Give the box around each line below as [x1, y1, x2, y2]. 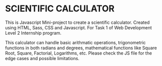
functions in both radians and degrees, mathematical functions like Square [5, 45, 157, 51]
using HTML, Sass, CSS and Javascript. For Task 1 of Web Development [5, 24, 152, 30]
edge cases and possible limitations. [5, 55, 80, 61]
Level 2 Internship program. [5, 30, 62, 36]
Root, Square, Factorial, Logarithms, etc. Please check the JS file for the [5, 50, 152, 56]
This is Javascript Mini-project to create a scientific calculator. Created [5, 19, 150, 25]
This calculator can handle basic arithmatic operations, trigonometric [5, 39, 146, 45]
